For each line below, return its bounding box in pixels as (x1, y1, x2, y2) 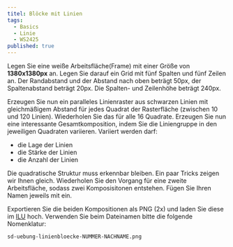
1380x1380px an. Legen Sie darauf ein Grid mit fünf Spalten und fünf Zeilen (7, 69, 227, 77)
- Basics (13, 23, 39, 30)
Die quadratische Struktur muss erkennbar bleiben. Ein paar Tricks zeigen (7, 169, 220, 177)
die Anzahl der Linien (17, 156, 79, 164)
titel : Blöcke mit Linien (7, 10, 82, 17)
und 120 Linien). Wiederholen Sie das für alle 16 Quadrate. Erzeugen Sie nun (7, 112, 227, 121)
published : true (7, 43, 54, 50)
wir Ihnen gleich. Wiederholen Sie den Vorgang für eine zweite (7, 177, 187, 185)
